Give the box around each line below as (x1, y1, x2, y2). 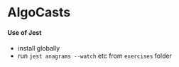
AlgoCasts (7, 4, 71, 21)
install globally (17, 44, 60, 53)
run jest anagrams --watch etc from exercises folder (17, 51, 173, 61)
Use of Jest (7, 28, 42, 36)
